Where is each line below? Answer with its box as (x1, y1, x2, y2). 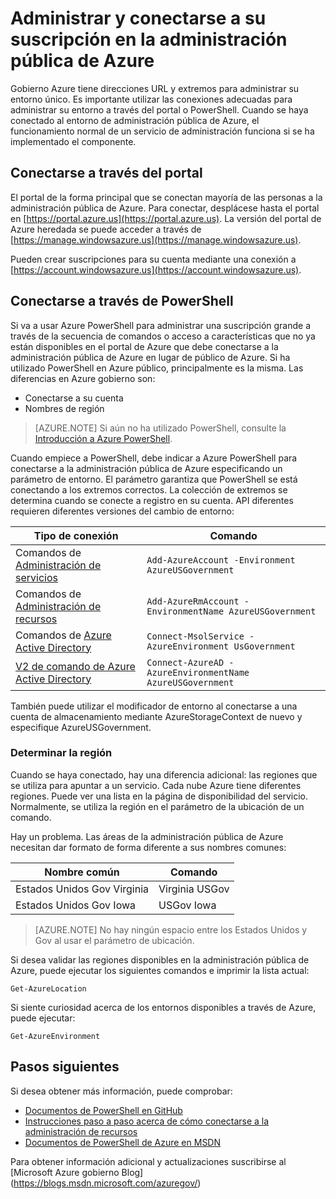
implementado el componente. (10, 135, 137, 147)
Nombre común (44, 865, 120, 879)
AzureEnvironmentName (146, 667, 250, 678)
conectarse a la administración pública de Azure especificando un (10, 462, 283, 474)
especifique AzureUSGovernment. (10, 721, 152, 733)
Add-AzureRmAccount (146, 595, 240, 607)
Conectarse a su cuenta (24, 392, 124, 404)
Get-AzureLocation (10, 983, 87, 994)
